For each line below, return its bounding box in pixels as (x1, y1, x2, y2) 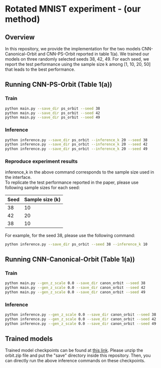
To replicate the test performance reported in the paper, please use (5, 179, 139, 185)
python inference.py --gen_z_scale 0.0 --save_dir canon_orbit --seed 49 (5, 321, 157, 326)
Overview (5, 33, 35, 41)
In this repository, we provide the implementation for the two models (5, 46, 141, 51)
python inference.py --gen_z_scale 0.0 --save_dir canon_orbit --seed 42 (5, 317, 157, 321)
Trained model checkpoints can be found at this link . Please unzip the (5, 348, 143, 353)
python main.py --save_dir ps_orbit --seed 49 (5, 115, 100, 120)
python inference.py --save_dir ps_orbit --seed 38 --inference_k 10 (5, 241, 148, 247)
